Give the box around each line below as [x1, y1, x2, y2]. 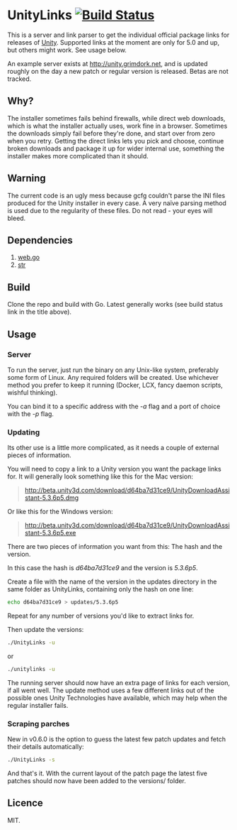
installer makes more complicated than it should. [7, 151, 149, 160]
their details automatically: [7, 743, 84, 751]
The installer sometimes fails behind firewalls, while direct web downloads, [7, 114, 226, 122]
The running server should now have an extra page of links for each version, [7, 678, 230, 687]
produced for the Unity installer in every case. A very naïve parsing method [7, 199, 226, 207]
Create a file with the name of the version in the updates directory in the [7, 577, 217, 586]
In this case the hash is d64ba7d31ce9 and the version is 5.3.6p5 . [7, 564, 198, 572]
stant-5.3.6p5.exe [24, 529, 76, 537]
